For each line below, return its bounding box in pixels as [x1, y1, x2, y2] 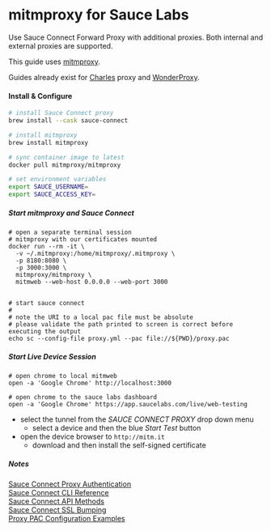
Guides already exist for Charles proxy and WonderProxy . [8, 72, 200, 82]
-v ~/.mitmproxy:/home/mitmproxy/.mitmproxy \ [15, 249, 176, 257]
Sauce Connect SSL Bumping [8, 504, 107, 515]
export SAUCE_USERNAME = [8, 183, 89, 191]
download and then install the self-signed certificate [32, 440, 206, 450]
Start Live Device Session [8, 351, 97, 361]
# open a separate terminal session [8, 228, 132, 236]
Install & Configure [8, 91, 73, 100]
